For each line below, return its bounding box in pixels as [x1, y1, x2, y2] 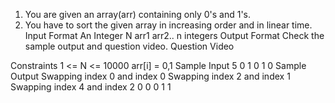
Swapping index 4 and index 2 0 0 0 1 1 [10, 81, 172, 93]
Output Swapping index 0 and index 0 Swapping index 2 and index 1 [10, 70, 291, 82]
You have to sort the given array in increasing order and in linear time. [24, 19, 313, 31]
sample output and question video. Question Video [24, 40, 235, 52]
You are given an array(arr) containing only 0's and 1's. [24, 9, 252, 20]
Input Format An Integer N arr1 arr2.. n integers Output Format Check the [24, 30, 325, 41]
